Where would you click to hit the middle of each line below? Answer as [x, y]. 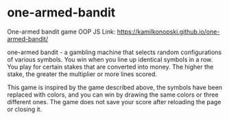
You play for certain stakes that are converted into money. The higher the [110, 67]
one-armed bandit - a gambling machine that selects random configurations [114, 52]
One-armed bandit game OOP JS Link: [61, 32]
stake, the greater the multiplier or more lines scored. [82, 74]
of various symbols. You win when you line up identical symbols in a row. [110, 59]
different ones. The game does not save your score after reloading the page [114, 101]
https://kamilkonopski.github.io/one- [168, 32]
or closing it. [25, 109]
